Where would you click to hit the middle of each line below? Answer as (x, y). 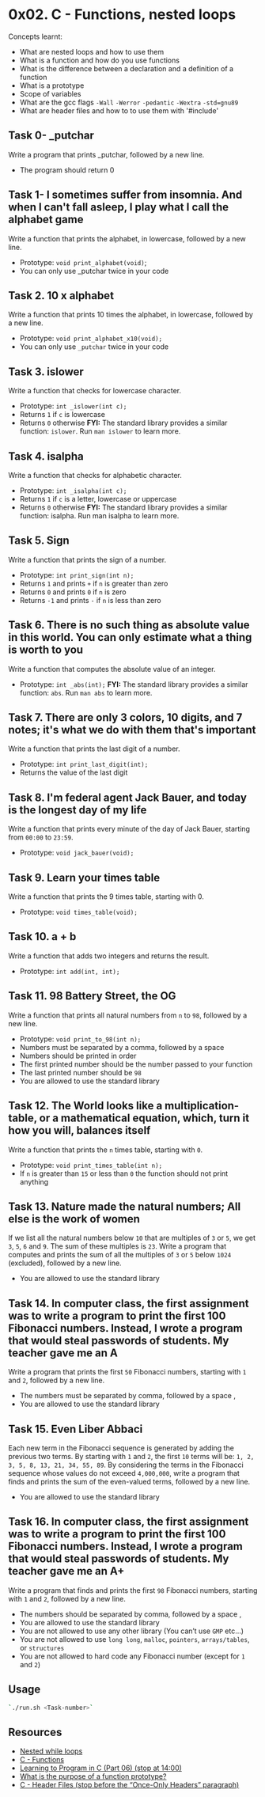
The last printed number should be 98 (81, 1072)
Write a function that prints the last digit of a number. (94, 749)
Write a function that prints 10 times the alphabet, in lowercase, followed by (131, 315)
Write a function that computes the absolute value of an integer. (112, 669)
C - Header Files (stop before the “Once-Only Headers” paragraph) (129, 1785)
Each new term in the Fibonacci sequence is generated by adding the (121, 1448)
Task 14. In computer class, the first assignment (129, 1303)
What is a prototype (52, 85)
